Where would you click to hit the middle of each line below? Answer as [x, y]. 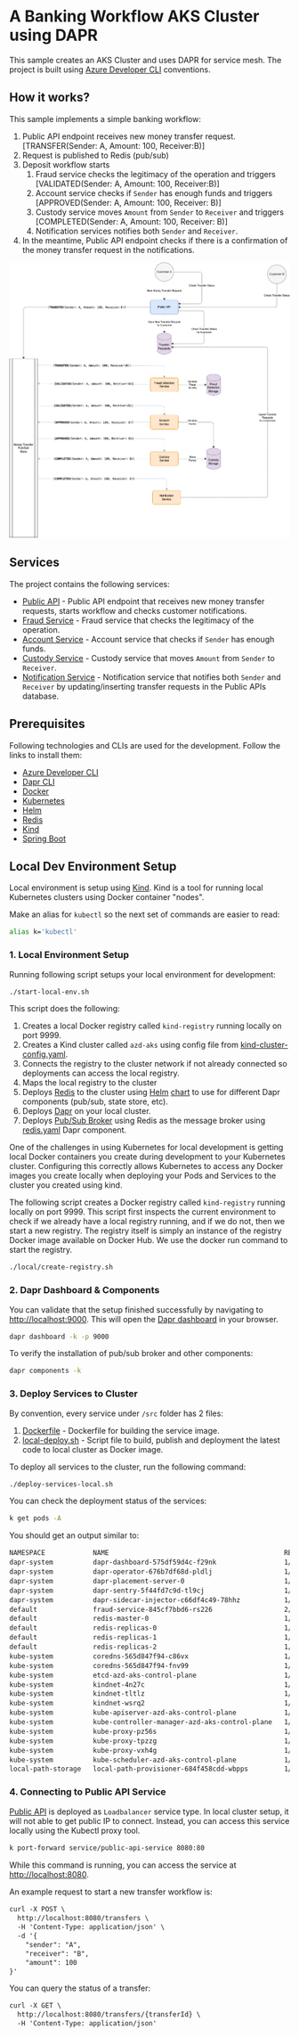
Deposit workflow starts [66, 164]
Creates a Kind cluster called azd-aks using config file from [130, 1045]
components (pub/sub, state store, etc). [95, 1101]
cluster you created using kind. [66, 1185]
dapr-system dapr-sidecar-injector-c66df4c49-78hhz [125, 1600]
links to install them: [46, 755]
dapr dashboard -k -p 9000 [59, 1337]
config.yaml [44, 1054]
